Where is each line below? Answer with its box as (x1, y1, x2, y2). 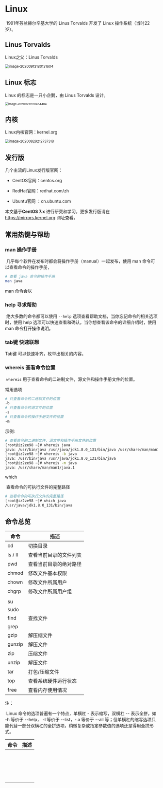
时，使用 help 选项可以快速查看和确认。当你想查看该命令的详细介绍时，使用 (5, 319, 157, 325)
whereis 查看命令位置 (5, 364, 56, 371)
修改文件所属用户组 (28, 588, 72, 595)
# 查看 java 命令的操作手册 (5, 274, 55, 279)
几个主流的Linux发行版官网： (5, 167, 63, 173)
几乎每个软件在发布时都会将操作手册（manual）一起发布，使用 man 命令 (6, 258, 151, 264)
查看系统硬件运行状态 (28, 678, 77, 685)
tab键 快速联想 (5, 338, 39, 345)
